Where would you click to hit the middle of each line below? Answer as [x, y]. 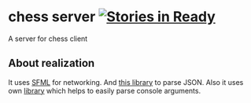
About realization [52, 63]
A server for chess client [48, 39]
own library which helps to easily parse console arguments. [105, 90]
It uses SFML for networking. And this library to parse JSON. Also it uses [126, 82]
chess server [52, 17]
